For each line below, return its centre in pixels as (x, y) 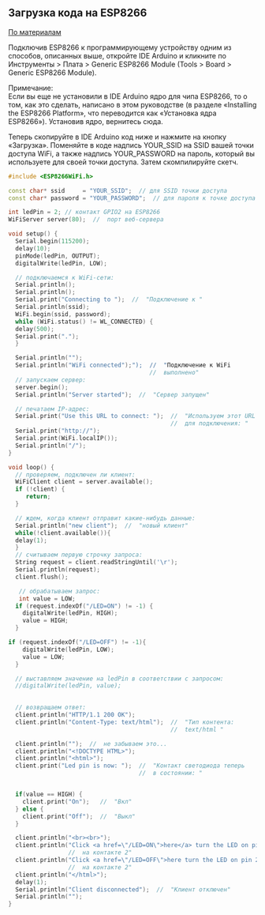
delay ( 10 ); (33, 248)
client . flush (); (42, 577)
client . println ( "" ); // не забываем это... (91, 744)
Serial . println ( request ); (58, 570)
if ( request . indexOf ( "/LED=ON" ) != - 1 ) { (84, 606)
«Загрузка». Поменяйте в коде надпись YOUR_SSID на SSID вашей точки (131, 145)
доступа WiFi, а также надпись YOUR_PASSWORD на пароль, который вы (131, 153)
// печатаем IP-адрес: (52, 409)
